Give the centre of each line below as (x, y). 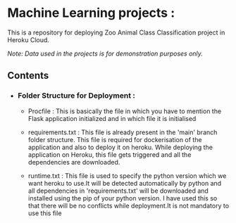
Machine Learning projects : (91, 13)
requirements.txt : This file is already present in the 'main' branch (123, 132)
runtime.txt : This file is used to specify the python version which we (127, 176)
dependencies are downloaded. (74, 162)
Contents (28, 76)
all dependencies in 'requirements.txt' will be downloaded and (118, 191)
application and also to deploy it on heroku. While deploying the (120, 147)
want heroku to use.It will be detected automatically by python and (125, 183)
